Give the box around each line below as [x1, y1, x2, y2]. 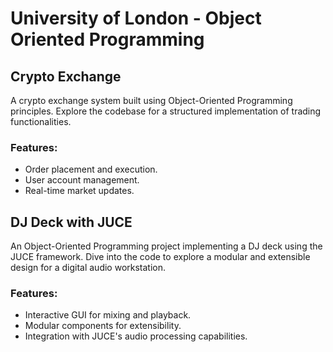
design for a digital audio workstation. [10, 262, 167, 274]
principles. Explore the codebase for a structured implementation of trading [10, 105, 322, 117]
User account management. [24, 174, 140, 186]
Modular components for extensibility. [24, 320, 182, 332]
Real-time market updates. [24, 185, 135, 197]
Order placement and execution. [24, 163, 158, 176]
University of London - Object [10, 7, 262, 30]
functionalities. [10, 116, 72, 127]
